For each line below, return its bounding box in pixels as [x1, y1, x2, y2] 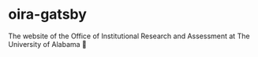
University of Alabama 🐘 [8, 39, 87, 48]
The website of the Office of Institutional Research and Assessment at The [8, 31, 250, 41]
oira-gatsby [8, 5, 87, 23]
